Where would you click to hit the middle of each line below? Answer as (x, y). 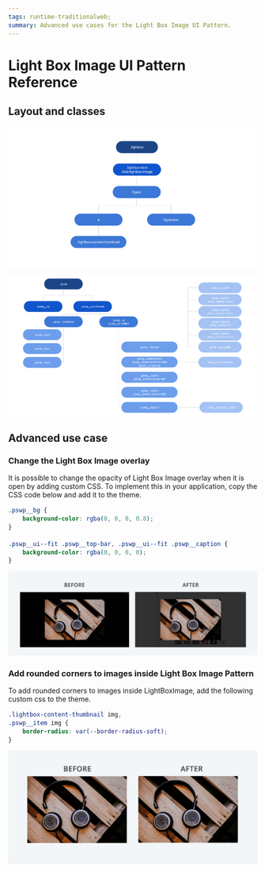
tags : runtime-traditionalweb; (60, 17)
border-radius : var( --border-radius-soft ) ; (95, 731)
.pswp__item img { (38, 723)
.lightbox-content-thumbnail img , (65, 714)
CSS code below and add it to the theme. (75, 495)
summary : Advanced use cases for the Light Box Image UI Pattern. (120, 25)
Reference (43, 82)
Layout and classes (57, 111)
